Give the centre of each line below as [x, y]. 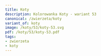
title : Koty [17, 9]
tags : [10, 37]
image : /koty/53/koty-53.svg [34, 28]
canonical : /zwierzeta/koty [34, 19]
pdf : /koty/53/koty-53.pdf [32, 32]
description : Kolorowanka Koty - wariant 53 [51, 14]
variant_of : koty [23, 23]
